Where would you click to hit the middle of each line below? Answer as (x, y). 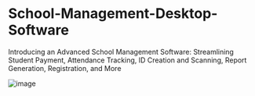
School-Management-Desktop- (113, 14)
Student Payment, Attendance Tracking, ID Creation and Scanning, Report (127, 60)
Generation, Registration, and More (65, 68)
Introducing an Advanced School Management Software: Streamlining (121, 52)
